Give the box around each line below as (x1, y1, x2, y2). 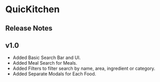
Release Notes (5, 24, 53, 33)
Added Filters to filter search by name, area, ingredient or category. (12, 65, 155, 72)
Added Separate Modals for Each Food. (12, 71, 96, 77)
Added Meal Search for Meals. (12, 60, 77, 66)
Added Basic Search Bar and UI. (12, 54, 81, 61)
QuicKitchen (5, 4, 60, 15)
